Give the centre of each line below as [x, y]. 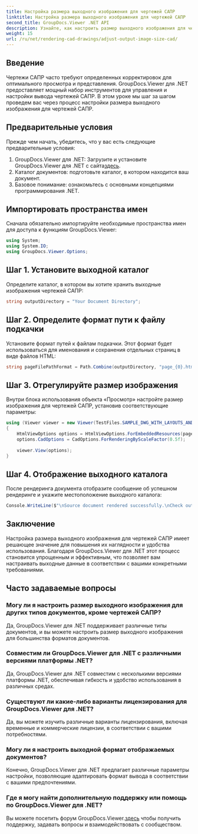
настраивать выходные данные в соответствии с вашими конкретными [97, 563]
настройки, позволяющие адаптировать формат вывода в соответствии [97, 776]
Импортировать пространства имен [77, 210]
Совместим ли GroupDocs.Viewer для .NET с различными [94, 653]
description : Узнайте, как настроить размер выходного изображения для [96, 28]
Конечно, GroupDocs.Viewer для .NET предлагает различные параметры [98, 770]
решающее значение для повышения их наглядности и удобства [88, 544]
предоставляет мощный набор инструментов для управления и [87, 90]
